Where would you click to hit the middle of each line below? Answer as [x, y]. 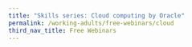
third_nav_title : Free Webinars [62, 30]
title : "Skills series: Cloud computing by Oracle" [96, 16]
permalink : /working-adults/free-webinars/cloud [91, 23]
